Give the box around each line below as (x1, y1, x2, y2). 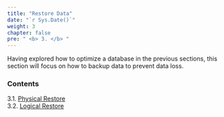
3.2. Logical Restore (7, 102, 64, 110)
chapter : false (7, 29, 51, 36)
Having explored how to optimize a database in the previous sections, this (7, 54, 218, 63)
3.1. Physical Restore (7, 94, 66, 103)
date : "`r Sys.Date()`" (7, 17, 76, 23)
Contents (7, 79, 39, 89)
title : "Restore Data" (7, 10, 73, 17)
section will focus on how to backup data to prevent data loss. (7, 62, 184, 70)
